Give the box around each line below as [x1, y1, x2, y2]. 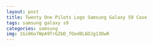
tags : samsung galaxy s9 [6, 20, 69, 26]
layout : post [6, 8, 39, 15]
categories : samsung [6, 25, 59, 32]
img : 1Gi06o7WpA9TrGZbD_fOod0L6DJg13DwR [6, 31, 110, 37]
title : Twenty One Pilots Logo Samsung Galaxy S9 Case [6, 14, 148, 20]
